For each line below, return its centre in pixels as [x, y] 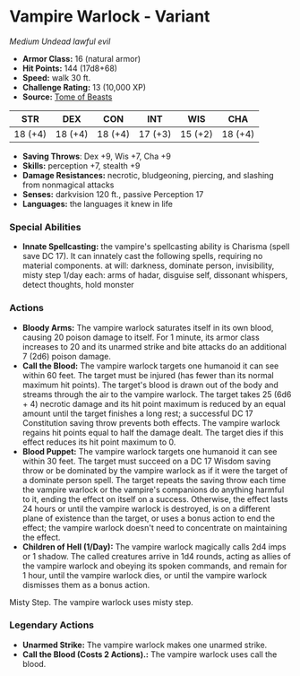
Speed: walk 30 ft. [56, 77]
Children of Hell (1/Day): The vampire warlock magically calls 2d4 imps [154, 546]
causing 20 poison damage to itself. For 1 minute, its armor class [141, 337]
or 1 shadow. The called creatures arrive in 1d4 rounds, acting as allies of [156, 556]
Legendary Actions [51, 625]
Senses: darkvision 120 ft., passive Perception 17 [113, 194]
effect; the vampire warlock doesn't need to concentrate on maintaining [155, 527]
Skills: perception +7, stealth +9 [81, 165]
